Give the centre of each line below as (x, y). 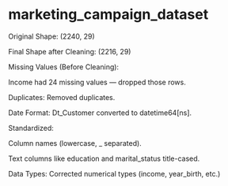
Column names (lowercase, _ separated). (75, 143)
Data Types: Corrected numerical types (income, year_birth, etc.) (114, 173)
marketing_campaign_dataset (108, 15)
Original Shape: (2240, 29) (51, 36)
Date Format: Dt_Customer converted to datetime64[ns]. (100, 113)
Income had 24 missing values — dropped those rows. (97, 82)
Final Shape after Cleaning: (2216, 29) (70, 51)
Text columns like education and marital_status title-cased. (104, 158)
